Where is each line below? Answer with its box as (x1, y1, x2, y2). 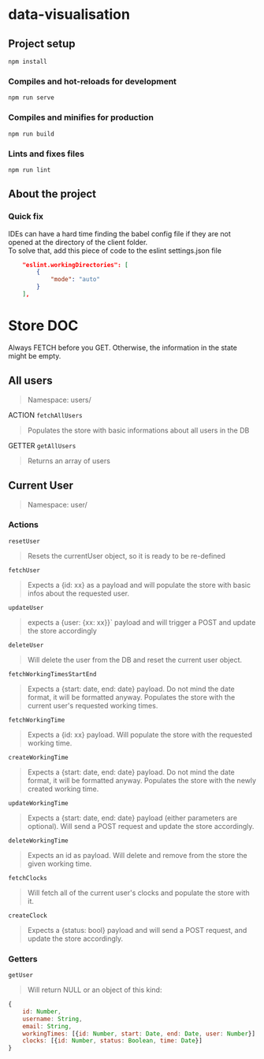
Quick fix (8, 211, 43, 222)
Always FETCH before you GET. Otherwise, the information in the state (8, 343, 238, 352)
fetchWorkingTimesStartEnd (8, 670, 97, 678)
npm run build (8, 130, 55, 138)
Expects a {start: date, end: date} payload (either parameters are (27, 813, 238, 823)
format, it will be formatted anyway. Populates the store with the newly (27, 775, 257, 785)
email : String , (22, 1022, 73, 1030)
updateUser (8, 604, 44, 611)
